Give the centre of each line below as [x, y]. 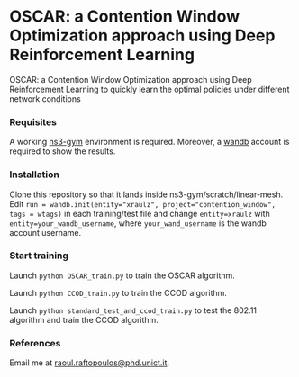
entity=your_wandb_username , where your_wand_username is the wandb [138, 223]
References [35, 343]
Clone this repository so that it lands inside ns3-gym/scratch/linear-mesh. [146, 194]
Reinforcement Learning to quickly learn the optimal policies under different [149, 89]
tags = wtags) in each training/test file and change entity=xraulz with [140, 213]
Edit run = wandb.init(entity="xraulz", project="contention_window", [143, 203]
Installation [35, 175]
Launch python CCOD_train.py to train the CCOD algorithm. [118, 292]
